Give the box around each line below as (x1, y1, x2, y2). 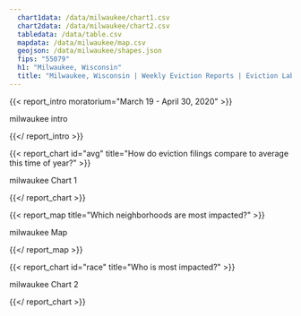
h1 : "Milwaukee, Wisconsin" (17, 64, 123, 73)
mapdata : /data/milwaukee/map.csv (17, 38, 146, 47)
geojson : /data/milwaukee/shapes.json (17, 47, 163, 56)
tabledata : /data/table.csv (17, 30, 123, 38)
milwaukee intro (9, 113, 68, 124)
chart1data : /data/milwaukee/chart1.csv (17, 13, 170, 22)
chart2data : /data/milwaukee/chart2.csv (17, 21, 170, 30)
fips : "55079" (17, 55, 70, 64)
